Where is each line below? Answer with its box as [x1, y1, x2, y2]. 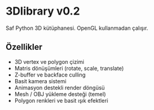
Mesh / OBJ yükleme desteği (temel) [14, 90, 107, 98]
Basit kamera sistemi [14, 77, 67, 84]
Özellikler [5, 42, 43, 52]
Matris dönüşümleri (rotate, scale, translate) [14, 64, 124, 72]
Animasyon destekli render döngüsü [14, 84, 105, 91]
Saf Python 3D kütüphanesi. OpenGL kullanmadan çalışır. [5, 24, 149, 32]
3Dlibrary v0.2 [5, 4, 80, 18]
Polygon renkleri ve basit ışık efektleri [14, 97, 109, 104]
